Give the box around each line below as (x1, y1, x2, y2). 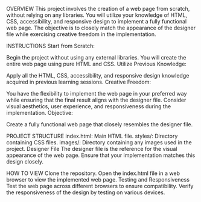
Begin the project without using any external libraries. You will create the (6, 54, 187, 61)
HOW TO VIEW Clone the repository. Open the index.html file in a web (6, 170, 180, 177)
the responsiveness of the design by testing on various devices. (6, 189, 165, 196)
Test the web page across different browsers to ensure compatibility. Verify (6, 183, 194, 189)
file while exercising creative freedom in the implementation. (6, 31, 156, 38)
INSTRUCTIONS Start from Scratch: (6, 42, 95, 49)
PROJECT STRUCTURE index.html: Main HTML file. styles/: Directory (6, 132, 178, 139)
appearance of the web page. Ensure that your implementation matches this (6, 151, 196, 159)
